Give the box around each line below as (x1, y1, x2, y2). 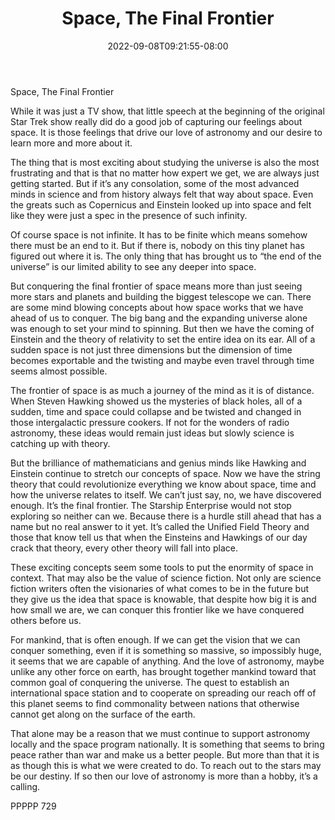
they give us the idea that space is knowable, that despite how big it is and (10, 593, 317, 605)
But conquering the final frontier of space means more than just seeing (10, 280, 303, 292)
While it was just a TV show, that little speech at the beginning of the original (10, 105, 325, 117)
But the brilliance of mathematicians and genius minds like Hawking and (10, 457, 307, 469)
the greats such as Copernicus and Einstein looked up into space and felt (10, 198, 312, 211)
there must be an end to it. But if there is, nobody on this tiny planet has (10, 239, 305, 251)
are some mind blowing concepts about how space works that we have (10, 301, 304, 313)
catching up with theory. (10, 437, 111, 449)
